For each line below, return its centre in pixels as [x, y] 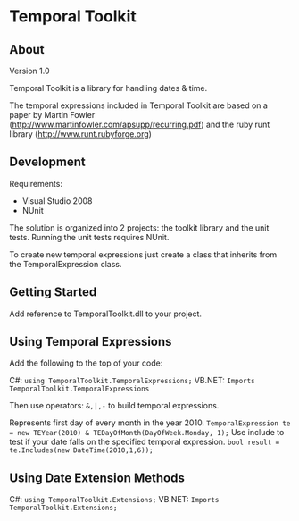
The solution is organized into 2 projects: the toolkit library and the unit [139, 227]
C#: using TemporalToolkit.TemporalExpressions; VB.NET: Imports [133, 381]
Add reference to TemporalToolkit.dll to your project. [106, 314]
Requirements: [36, 183]
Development [48, 162]
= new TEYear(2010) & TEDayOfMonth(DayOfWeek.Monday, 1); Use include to [147, 433]
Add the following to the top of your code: [86, 363]
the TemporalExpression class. [66, 264]
